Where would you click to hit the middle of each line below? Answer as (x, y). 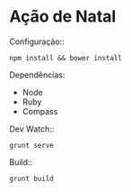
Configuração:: (37, 41)
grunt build (31, 178)
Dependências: (37, 75)
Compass (40, 111)
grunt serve (31, 145)
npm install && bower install (66, 58)
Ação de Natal (63, 17)
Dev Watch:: (32, 129)
